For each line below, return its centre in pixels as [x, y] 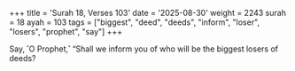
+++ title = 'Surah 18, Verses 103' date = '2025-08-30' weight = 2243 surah [147, 13]
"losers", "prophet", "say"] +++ [66, 32]
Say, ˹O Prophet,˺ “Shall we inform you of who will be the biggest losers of [144, 49]
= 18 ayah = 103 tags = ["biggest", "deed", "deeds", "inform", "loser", [134, 22]
